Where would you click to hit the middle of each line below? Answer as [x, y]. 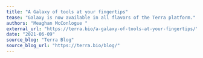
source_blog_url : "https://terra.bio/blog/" [63, 46]
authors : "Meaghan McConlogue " [47, 23]
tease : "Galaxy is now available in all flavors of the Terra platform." [101, 18]
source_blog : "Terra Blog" [40, 40]
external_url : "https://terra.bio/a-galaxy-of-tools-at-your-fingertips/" [102, 29]
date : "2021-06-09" [31, 34]
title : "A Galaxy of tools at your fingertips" [67, 12]
